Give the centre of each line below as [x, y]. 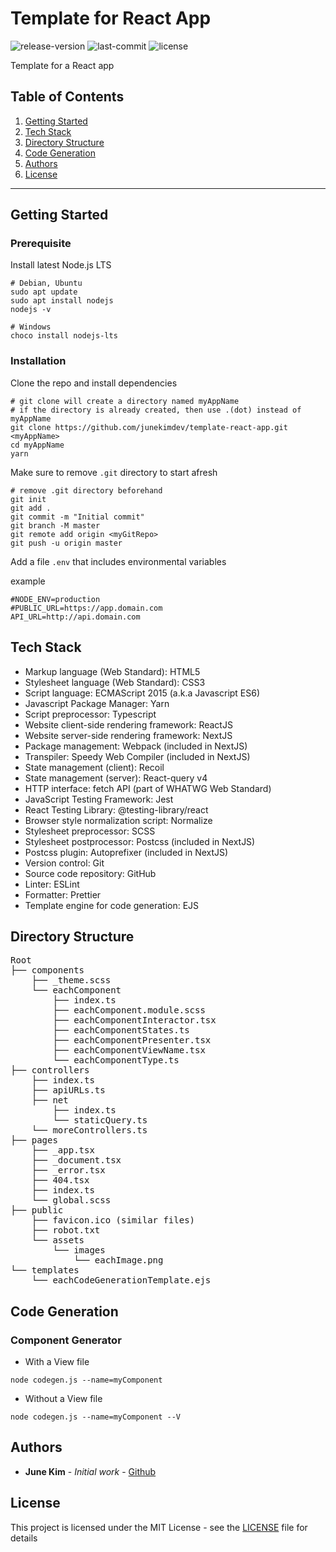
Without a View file [63, 1399]
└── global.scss [71, 1200]
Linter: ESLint [52, 884]
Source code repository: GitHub [90, 873]
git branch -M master [55, 525]
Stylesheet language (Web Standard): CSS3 [115, 682]
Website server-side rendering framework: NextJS [128, 735]
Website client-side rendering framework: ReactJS [128, 724]
